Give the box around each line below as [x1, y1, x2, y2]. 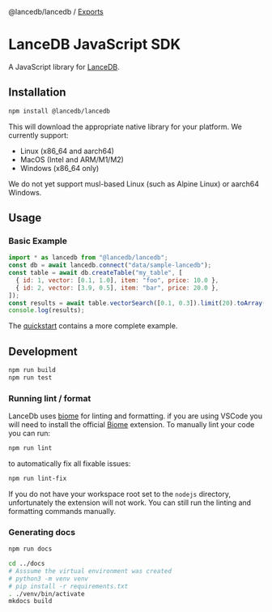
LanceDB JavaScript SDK [8, 36, 181, 53]
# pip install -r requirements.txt [8, 582, 129, 590]
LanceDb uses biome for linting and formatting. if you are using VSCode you [8, 411, 263, 421]
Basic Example [8, 235, 67, 246]
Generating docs [8, 526, 75, 537]
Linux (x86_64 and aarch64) [19, 146, 115, 156]
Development [8, 345, 79, 358]
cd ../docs [8, 559, 45, 568]
